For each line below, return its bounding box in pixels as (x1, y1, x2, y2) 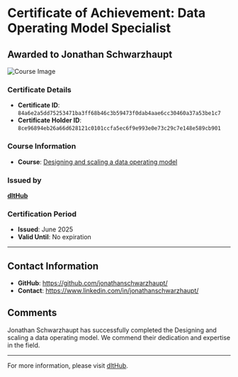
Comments (7, 307, 57, 319)
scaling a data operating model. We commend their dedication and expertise (7, 333, 231, 342)
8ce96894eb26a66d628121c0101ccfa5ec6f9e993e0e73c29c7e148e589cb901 (17, 125, 221, 132)
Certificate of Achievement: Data (7, 5, 206, 21)
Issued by (7, 175, 42, 185)
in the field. (7, 341, 40, 349)
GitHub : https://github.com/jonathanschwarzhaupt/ (17, 279, 168, 287)
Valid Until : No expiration (17, 233, 92, 241)
